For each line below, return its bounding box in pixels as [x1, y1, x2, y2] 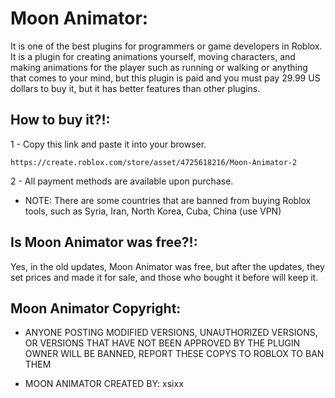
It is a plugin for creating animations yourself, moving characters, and [10, 50, 296, 62]
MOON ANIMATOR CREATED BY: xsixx [24, 378, 184, 390]
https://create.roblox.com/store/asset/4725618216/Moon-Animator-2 [10, 157, 298, 167]
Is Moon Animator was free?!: [10, 234, 198, 251]
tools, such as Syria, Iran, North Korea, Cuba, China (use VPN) [24, 205, 282, 217]
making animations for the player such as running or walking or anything [10, 61, 308, 73]
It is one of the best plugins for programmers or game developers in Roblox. [10, 40, 323, 52]
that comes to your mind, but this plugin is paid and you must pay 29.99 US [10, 72, 321, 84]
